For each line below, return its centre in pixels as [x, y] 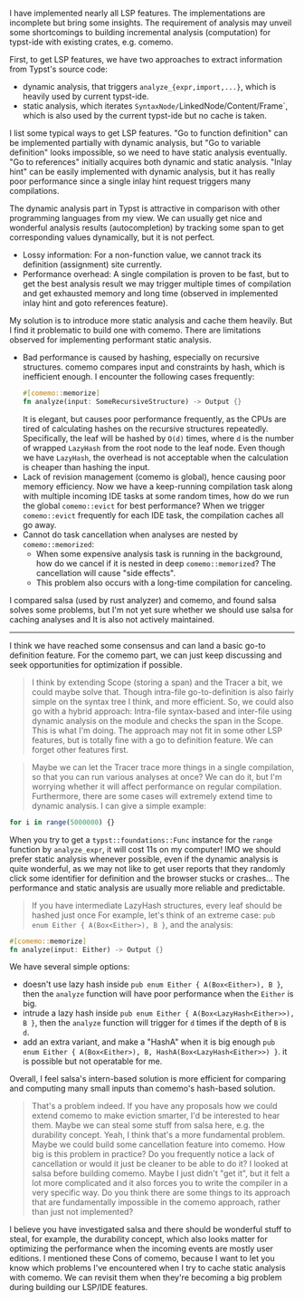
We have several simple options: [70, 967]
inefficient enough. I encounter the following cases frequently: [138, 376]
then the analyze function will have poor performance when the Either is [158, 994]
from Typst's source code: [59, 69]
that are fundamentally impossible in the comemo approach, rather [156, 1202]
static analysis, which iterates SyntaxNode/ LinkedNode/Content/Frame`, [155, 106]
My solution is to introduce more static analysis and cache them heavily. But [151, 320]
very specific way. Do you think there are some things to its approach [161, 1193]
